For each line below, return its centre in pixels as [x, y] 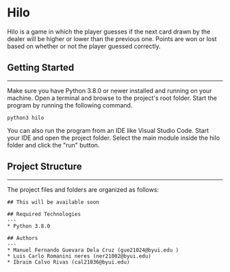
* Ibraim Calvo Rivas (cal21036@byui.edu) [68, 262]
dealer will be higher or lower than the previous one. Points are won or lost [112, 38]
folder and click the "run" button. [53, 145]
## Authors [23, 238]
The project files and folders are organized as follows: [83, 189]
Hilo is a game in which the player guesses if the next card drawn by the [109, 32]
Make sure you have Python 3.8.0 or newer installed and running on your [110, 90]
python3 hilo [26, 118]
